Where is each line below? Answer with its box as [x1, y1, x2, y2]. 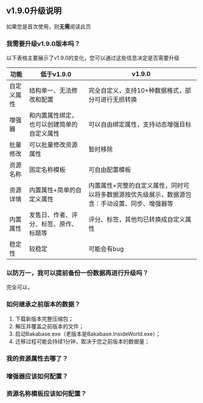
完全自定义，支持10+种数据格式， [88, 86, 185, 95]
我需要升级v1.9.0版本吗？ [6, 39, 80, 48]
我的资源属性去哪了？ [6, 354, 68, 363]
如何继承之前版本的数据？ [6, 300, 81, 309]
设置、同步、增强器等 [112, 200, 173, 208]
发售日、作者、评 [29, 211, 78, 219]
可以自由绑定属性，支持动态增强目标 [88, 120, 192, 129]
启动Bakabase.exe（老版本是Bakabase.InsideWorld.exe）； [14, 330, 161, 337]
